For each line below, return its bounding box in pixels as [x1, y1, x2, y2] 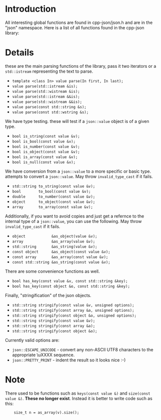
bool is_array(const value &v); [12, 155, 78, 160]
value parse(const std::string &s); [12, 104, 87, 109]
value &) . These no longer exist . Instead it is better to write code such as [5, 395, 153, 401]
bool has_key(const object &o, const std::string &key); [12, 284, 130, 289]
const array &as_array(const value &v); [12, 255, 108, 260]
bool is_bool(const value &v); [12, 139, 76, 144]
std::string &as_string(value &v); [12, 244, 97, 249]
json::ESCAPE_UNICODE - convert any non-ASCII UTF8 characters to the [12, 346, 154, 352]
